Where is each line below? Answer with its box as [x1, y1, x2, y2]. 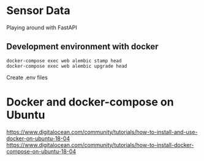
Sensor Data [6, 4, 70, 18]
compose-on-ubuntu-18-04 [6, 148, 77, 155]
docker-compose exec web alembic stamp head [6, 57, 122, 64]
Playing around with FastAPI [6, 24, 78, 31]
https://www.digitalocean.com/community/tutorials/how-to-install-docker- [6, 141, 194, 148]
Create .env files [6, 74, 48, 81]
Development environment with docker [6, 41, 159, 52]
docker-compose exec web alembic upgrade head [6, 63, 127, 69]
